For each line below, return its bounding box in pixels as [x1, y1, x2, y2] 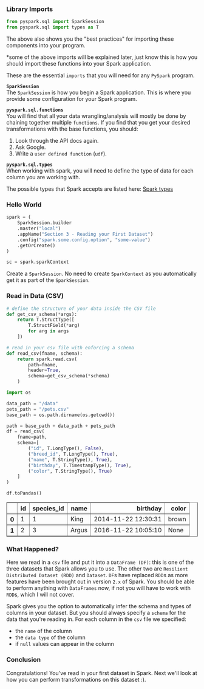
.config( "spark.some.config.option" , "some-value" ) [17, 236, 151, 243]
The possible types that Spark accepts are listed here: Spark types [6, 185, 174, 193]
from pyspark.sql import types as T [6, 24, 99, 30]
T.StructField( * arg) [28, 323, 80, 329]
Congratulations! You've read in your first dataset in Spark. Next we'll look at [6, 669, 197, 676]
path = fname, [28, 362, 59, 368]
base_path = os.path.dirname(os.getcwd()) [6, 412, 115, 418]
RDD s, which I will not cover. [6, 591, 75, 598]
